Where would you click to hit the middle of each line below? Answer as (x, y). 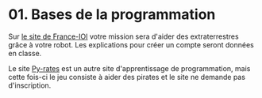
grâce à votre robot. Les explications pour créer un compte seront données (131, 44)
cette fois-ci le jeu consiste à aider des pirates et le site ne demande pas (127, 77)
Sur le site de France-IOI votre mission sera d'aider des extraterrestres (124, 36)
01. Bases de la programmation (112, 15)
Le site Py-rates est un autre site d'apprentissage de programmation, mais (129, 68)
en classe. (25, 53)
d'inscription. (30, 85)
